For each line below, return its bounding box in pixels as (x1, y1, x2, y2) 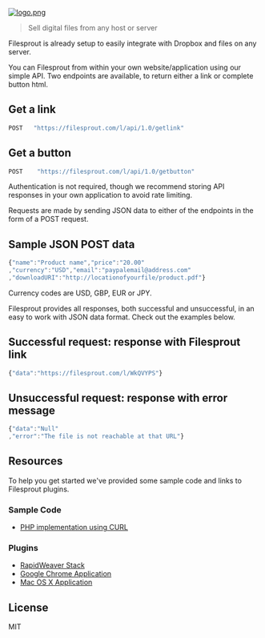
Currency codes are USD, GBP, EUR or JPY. (8, 288, 152, 298)
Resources (8, 455, 63, 468)
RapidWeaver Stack (19, 560, 86, 570)
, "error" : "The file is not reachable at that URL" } (8, 432, 184, 440)
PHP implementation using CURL (19, 523, 129, 532)
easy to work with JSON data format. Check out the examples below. (8, 312, 236, 322)
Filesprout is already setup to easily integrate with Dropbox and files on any (8, 38, 257, 48)
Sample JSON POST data (8, 237, 135, 251)
